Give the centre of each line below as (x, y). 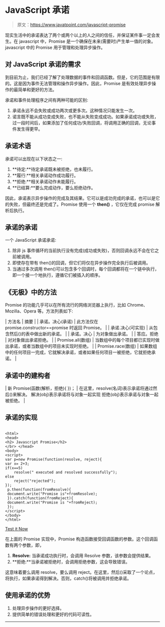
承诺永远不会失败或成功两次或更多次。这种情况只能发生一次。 (75, 110)
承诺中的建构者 (28, 375)
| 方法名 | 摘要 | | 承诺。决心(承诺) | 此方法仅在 (52, 322)
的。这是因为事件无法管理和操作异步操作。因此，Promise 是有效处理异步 (79, 83)
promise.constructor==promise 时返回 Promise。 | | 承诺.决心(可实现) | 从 (79, 328)
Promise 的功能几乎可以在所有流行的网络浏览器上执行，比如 (66, 305)
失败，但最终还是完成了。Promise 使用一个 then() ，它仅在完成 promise (82, 204)
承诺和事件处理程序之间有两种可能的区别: (47, 100)
